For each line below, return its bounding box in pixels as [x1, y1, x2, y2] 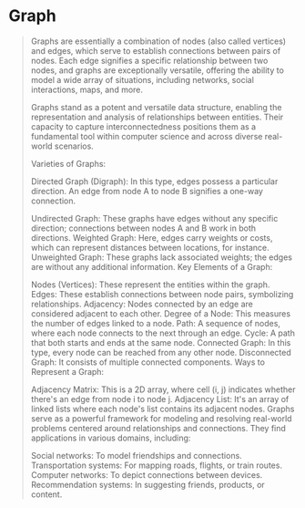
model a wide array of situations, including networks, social [30, 74, 254, 85]
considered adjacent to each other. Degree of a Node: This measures [30, 307, 291, 319]
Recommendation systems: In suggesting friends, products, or [30, 479, 265, 490]
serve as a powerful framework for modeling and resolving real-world [30, 412, 292, 424]
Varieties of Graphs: [30, 158, 107, 169]
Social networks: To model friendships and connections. [30, 450, 242, 461]
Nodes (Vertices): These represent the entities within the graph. [30, 279, 270, 290]
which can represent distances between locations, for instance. [30, 242, 269, 253]
